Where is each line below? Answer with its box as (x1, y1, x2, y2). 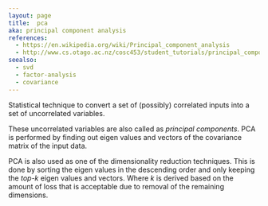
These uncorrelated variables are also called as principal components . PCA (8, 124, 256, 134)
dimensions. (8, 190, 49, 200)
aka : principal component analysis (8, 26, 127, 34)
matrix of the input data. (8, 141, 88, 150)
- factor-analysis (15, 71, 77, 79)
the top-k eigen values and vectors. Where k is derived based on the (8, 173, 234, 183)
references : (8, 33, 48, 42)
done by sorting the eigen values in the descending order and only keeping (8, 165, 255, 174)
